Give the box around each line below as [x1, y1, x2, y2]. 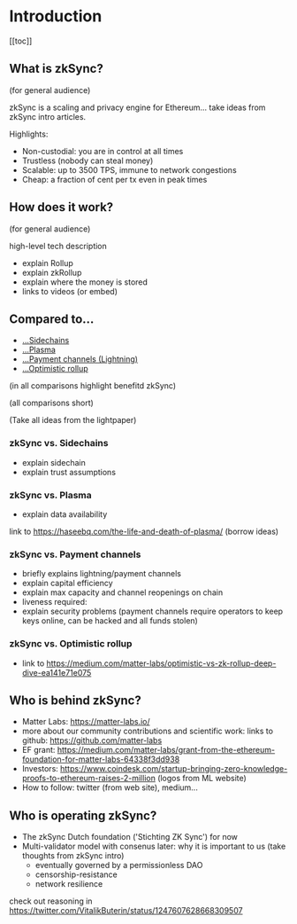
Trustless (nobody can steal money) [21, 155, 154, 166]
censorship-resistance [34, 869, 118, 880]
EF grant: [21, 745, 56, 756]
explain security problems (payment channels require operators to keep [21, 606, 284, 617]
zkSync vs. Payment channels [9, 548, 141, 560]
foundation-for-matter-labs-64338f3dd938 [21, 754, 180, 764]
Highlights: [9, 129, 49, 139]
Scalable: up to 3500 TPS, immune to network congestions [21, 164, 237, 175]
